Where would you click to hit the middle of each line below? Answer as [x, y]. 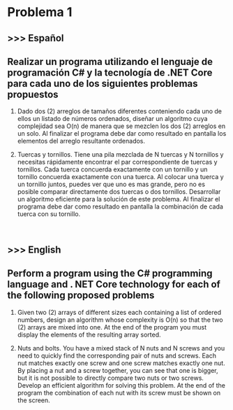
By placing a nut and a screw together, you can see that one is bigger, [118, 370]
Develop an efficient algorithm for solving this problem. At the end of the [121, 385]
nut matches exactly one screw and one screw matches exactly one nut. [121, 363]
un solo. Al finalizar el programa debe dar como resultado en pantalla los [122, 134]
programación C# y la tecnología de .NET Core [110, 72]
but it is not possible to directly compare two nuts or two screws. [111, 378]
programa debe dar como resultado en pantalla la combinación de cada [120, 206]
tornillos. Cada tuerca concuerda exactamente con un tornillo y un [112, 169]
